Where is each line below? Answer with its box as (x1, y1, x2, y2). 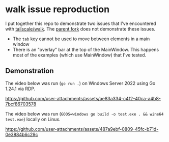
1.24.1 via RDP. (5, 86, 36, 92)
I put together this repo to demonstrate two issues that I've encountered (5, 20, 156, 26)
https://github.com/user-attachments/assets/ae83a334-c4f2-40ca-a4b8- (5, 95, 161, 101)
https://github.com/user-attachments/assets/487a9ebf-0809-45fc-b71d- (5, 126, 159, 132)
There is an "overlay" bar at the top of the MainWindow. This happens (12, 46, 159, 52)
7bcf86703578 (5, 101, 37, 107)
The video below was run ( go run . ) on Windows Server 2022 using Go (5, 80, 156, 86)
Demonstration (5, 67, 54, 75)
